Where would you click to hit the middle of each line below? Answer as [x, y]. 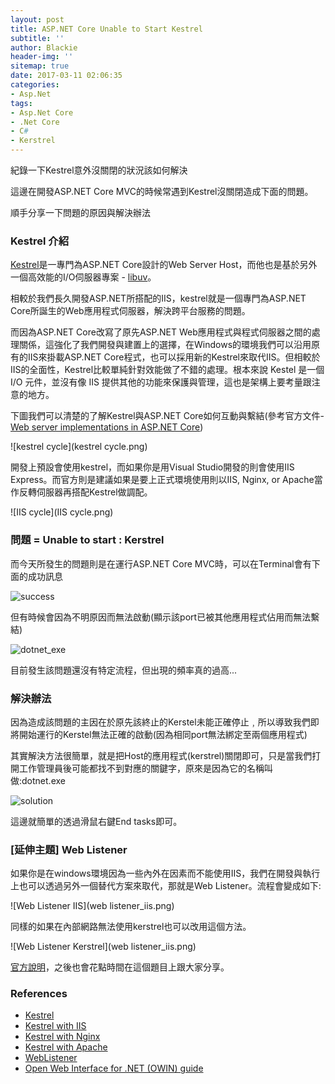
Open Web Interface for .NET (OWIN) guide [114, 1068]
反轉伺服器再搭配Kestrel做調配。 [85, 492]
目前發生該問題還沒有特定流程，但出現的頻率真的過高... [124, 670]
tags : [21, 103]
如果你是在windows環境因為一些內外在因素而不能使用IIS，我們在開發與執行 [165, 873]
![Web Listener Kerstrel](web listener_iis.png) [103, 947]
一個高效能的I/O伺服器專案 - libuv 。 [83, 277]
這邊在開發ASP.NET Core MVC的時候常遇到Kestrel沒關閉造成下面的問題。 [162, 191]
